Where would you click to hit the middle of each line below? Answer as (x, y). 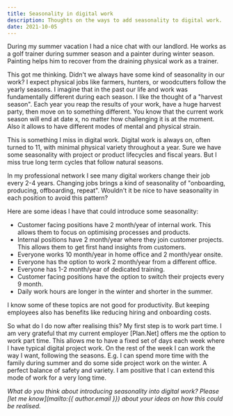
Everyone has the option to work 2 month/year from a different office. (117, 262)
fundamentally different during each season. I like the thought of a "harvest (115, 97)
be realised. (24, 406)
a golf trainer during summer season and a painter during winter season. (111, 54)
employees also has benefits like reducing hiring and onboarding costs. (110, 313)
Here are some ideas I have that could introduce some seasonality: (103, 211)
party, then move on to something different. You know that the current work (115, 111)
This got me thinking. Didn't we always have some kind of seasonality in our (116, 75)
